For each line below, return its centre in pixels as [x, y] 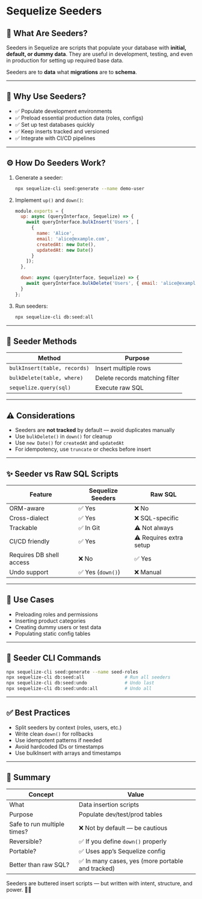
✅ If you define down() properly [123, 841]
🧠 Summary [29, 777]
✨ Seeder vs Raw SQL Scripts [63, 474]
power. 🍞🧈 [19, 889]
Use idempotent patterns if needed [58, 740]
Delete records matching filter [137, 378]
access [20, 562]
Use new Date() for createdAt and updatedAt [69, 443]
